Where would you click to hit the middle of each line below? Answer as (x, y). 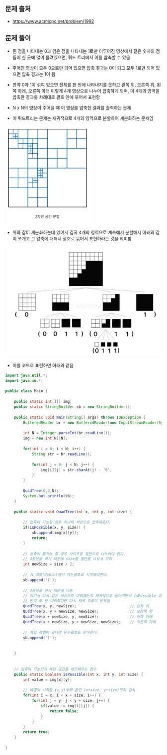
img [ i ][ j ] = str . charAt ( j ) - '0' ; (76, 470)
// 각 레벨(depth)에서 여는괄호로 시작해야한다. (66, 575)
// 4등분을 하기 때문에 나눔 (48, 590)
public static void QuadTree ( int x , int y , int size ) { (73, 512)
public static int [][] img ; (43, 402)
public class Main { (27, 391)
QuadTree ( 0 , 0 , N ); (41, 491)
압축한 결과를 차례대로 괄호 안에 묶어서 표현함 (56, 97)
